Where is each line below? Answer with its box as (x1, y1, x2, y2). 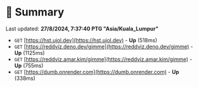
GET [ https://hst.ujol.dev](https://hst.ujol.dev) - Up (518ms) (14, 36, 157, 44)
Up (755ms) (14, 62, 44, 69)
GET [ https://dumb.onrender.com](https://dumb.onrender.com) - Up (14, 68, 179, 75)
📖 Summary (5, 5, 64, 19)
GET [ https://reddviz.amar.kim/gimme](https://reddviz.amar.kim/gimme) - (14, 55, 192, 63)
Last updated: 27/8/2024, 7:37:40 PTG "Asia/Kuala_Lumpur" (5, 25, 159, 32)
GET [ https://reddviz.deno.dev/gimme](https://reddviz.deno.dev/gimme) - (14, 43, 194, 50)
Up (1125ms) (14, 49, 45, 56)
